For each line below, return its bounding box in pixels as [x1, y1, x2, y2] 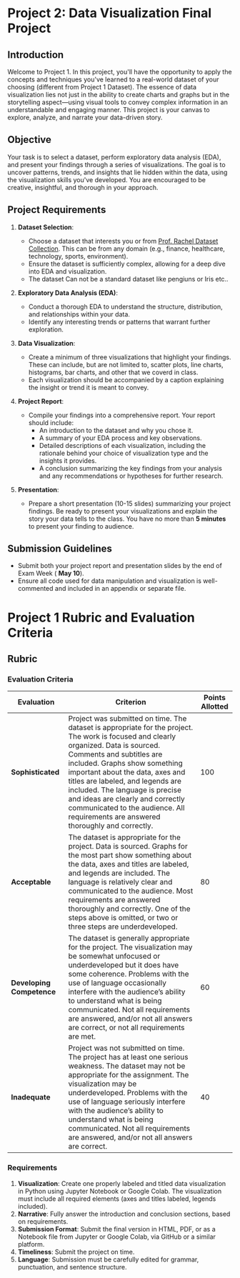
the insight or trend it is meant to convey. [28, 383, 149, 391]
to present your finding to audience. [28, 521, 134, 530]
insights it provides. [39, 456, 97, 465]
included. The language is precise [68, 785, 182, 795]
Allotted [201, 702, 229, 712]
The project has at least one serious [68, 1052, 189, 1062]
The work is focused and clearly [68, 732, 176, 742]
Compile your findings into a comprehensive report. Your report [28, 411, 216, 419]
